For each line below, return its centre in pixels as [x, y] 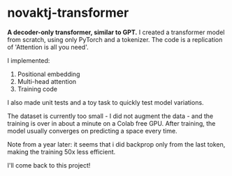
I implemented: [29, 60]
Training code [37, 89]
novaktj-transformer [68, 13]
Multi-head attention [47, 81]
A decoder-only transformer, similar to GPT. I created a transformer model [116, 32]
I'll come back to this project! [49, 165]
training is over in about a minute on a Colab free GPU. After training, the [111, 123]
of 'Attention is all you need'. [48, 47]
